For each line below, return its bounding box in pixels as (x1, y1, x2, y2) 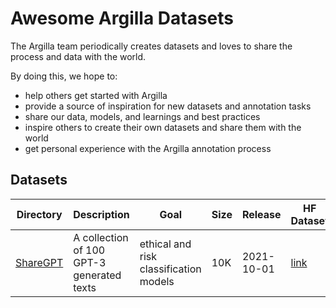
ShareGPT (15, 255, 64, 269)
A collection (73, 230, 129, 244)
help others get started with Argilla (24, 89, 168, 101)
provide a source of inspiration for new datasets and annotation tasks (24, 100, 312, 112)
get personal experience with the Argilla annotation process (24, 142, 272, 154)
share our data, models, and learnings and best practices (24, 110, 261, 122)
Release (241, 207, 282, 221)
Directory (16, 207, 63, 221)
